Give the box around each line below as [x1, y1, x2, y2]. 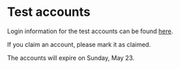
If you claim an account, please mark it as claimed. [7, 40, 151, 48]
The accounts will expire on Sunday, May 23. [7, 53, 134, 62]
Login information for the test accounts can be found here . [7, 27, 174, 35]
